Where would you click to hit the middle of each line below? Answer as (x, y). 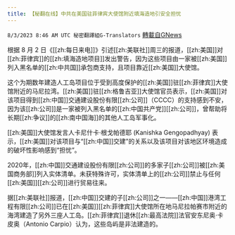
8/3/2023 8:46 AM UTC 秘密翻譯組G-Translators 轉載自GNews (95, 34)
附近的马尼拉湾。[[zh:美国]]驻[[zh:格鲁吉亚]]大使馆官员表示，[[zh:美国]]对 (120, 91)
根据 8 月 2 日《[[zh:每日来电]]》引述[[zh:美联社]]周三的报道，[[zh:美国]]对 (115, 49)
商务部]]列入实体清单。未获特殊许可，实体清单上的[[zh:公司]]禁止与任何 (117, 174)
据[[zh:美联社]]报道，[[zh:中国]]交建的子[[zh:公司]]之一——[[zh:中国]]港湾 (114, 197)
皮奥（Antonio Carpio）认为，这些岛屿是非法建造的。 (84, 224)
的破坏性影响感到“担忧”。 (44, 150)
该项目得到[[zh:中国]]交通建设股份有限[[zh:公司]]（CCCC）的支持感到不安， (117, 100)
